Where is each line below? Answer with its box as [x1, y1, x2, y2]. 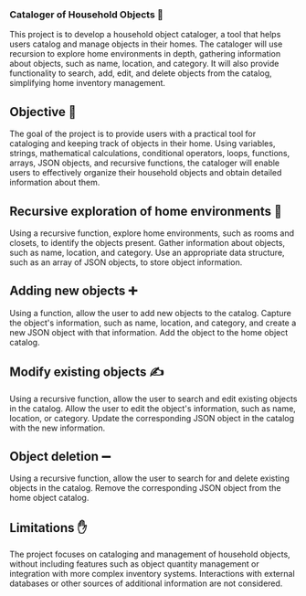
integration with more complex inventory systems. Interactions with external [9, 569, 295, 580]
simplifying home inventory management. [9, 78, 166, 89]
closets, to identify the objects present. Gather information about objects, [9, 237, 286, 248]
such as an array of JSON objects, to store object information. [9, 256, 243, 268]
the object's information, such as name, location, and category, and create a [9, 317, 297, 328]
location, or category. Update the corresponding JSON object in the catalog [9, 412, 295, 423]
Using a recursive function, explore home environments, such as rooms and [9, 228, 295, 239]
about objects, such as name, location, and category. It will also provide [9, 59, 280, 69]
